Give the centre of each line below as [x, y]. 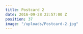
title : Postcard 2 [25, 10]
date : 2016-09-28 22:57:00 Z [36, 14]
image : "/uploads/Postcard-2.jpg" [42, 24]
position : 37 [19, 19]
